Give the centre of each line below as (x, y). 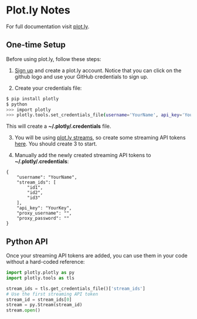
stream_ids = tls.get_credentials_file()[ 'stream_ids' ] (76, 289)
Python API (27, 241)
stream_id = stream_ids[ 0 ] (39, 300)
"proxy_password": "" (43, 218)
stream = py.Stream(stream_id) (44, 305)
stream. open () (23, 310)
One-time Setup (36, 45)
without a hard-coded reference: (45, 262)
